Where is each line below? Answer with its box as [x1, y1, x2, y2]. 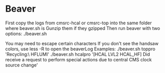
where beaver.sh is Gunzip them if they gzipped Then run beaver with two [5, 25, 160, 31]
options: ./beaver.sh [5, 30, 47, 36]
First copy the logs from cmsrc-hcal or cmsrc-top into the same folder [5, 20, 152, 26]
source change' [5, 62, 38, 68]
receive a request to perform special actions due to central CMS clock [5, 56, 152, 62]
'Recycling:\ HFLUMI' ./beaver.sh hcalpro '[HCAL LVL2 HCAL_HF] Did [5, 51, 150, 57]
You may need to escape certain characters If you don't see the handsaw [5, 40, 159, 46]
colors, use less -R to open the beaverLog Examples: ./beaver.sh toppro [5, 46, 156, 52]
